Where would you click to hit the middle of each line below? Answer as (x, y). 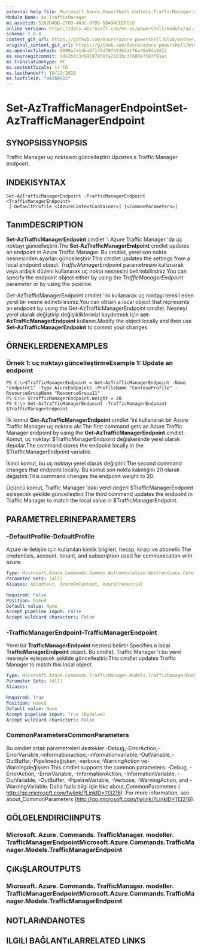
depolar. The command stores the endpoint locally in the (75, 446)
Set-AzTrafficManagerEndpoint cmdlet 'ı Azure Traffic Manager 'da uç (94, 239)
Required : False (26, 595)
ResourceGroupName (29, 393)
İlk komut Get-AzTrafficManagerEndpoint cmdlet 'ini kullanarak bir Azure (97, 420)
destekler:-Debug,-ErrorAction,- (121, 748)
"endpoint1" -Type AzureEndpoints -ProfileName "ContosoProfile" (89, 388)
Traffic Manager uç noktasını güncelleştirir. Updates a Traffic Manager (92, 157)
